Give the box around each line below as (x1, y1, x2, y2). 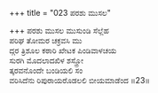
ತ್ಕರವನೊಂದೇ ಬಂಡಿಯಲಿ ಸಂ (9, 66, 83, 75)
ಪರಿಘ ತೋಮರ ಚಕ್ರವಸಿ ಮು (9, 35, 83, 45)
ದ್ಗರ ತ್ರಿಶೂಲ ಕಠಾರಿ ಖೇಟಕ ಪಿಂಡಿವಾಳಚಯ (9, 45, 117, 56)
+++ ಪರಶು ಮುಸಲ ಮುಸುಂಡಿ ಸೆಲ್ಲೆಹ (9, 26, 109, 35)
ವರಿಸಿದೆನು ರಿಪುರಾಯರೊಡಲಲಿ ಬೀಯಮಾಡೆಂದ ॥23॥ (9, 75, 151, 85)
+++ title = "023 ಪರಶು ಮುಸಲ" (9, 8, 111, 18)
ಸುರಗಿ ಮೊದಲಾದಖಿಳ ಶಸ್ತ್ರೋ (9, 55, 84, 66)
